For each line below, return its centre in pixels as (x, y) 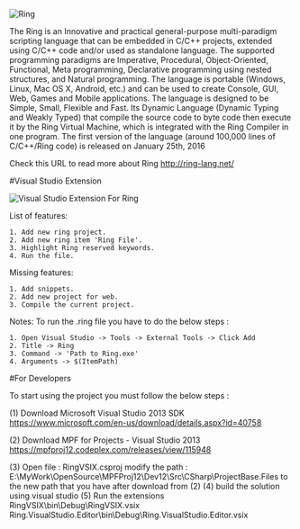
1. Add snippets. (42, 289)
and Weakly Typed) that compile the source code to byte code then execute (150, 117)
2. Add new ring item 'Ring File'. (76, 240)
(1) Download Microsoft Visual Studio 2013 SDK (97, 413)
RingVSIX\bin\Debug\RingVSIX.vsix (75, 505)
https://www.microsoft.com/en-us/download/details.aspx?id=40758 (136, 422)
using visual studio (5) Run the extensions (87, 496)
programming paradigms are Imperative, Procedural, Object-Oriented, (139, 60)
